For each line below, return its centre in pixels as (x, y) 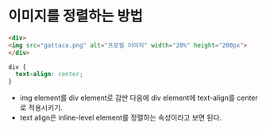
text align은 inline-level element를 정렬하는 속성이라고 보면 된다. (121, 118)
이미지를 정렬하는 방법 (75, 16)
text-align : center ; (49, 75)
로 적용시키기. (41, 108)
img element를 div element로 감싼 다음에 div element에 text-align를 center (139, 98)
